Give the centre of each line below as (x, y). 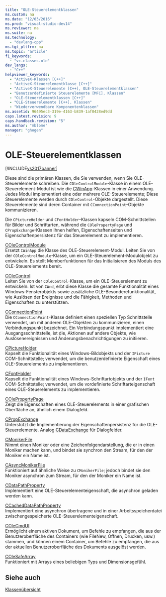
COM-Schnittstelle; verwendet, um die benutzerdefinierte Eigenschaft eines (83, 358)
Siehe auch (23, 577)
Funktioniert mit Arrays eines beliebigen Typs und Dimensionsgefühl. (76, 562)
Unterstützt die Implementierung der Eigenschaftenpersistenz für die (76, 425)
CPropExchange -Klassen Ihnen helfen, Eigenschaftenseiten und (69, 230)
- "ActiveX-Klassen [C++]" (38, 79)
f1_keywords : (19, 56)
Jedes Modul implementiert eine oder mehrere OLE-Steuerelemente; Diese (82, 194)
